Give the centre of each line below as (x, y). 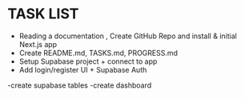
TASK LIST (43, 14)
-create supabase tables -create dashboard (80, 85)
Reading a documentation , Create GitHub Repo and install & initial (128, 36)
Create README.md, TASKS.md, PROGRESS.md (98, 53)
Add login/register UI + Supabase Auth (83, 69)
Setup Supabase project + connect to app (88, 61)
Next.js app (38, 44)
